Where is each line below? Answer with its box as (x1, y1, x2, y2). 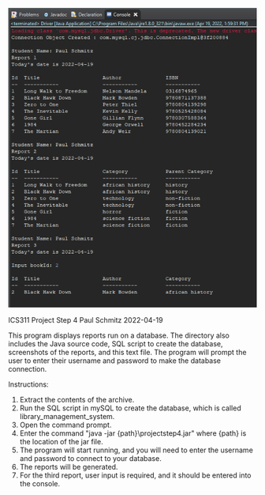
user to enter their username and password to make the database (8, 356, 222, 365)
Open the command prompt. (19, 420, 112, 430)
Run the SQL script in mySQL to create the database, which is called (19, 403, 242, 413)
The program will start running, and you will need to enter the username (19, 445, 254, 455)
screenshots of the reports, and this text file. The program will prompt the (8, 348, 247, 357)
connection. (8, 365, 47, 374)
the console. (19, 479, 61, 489)
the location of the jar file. (19, 437, 104, 447)
